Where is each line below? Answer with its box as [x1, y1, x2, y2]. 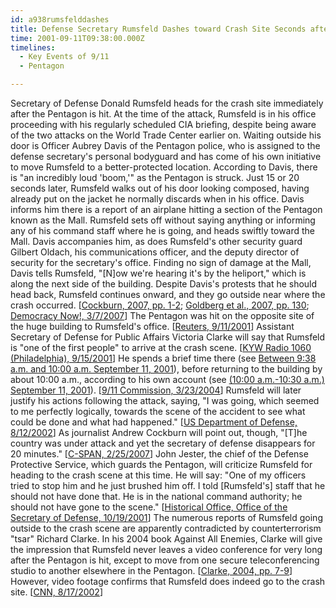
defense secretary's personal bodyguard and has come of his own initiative [10, 151, 322, 162]
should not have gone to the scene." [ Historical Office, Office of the [10, 501, 288, 513]
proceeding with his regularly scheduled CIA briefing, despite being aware [10, 119, 317, 130]
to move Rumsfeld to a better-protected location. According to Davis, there [10, 161, 318, 173]
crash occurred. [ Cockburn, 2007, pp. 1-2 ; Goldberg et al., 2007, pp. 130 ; [10, 299, 310, 311]
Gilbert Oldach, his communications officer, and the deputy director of [10, 246, 300, 258]
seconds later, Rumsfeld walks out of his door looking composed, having [10, 182, 310, 194]
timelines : [10, 42, 56, 53]
